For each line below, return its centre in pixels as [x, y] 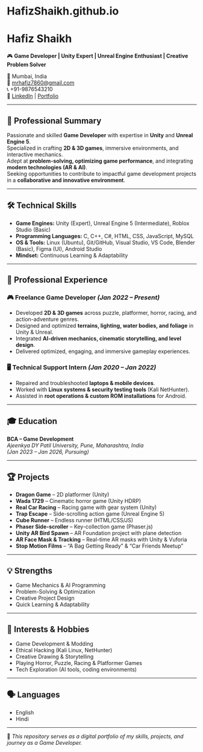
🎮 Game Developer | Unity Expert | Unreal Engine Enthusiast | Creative [98, 56]
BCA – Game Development [40, 439]
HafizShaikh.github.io [63, 11]
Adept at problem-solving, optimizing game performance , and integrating [100, 161]
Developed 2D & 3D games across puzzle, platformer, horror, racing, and [106, 313]
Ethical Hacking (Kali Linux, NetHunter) [64, 650]
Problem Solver [27, 65]
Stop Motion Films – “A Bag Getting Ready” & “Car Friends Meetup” [99, 546]
